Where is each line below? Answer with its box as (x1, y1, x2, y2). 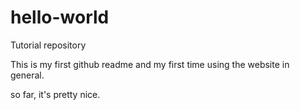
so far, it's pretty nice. (10, 88, 101, 100)
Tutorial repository (10, 39, 87, 51)
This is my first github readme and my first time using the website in (10, 58, 290, 70)
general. (10, 69, 45, 81)
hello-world (10, 6, 110, 29)
